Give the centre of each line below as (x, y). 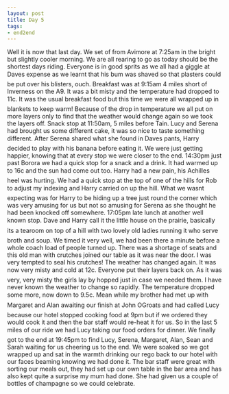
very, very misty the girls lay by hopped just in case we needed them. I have (114, 280)
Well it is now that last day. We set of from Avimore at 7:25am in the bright (111, 52)
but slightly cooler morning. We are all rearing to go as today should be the (112, 60)
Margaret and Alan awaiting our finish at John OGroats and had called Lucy (113, 305)
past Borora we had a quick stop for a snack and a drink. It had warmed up (112, 163)
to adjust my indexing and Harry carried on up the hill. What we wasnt (106, 188)
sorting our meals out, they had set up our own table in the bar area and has (114, 369)
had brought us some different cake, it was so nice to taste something (106, 131)
